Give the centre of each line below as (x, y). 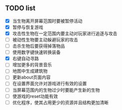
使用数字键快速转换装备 (36, 52)
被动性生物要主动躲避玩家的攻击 (45, 40)
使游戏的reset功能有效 (35, 96)
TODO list (20, 8)
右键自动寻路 (25, 58)
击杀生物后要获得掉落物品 (39, 46)
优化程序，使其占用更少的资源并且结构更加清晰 (60, 102)
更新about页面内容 (31, 77)
